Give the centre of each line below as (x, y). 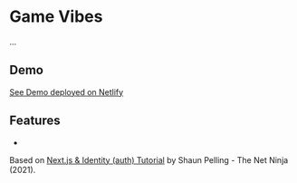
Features (35, 121)
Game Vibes (56, 17)
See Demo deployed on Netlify (67, 91)
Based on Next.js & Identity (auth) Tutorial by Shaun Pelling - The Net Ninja (149, 159)
